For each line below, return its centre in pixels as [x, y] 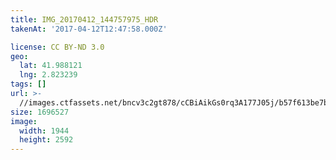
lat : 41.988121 [51, 66]
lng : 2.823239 [48, 75]
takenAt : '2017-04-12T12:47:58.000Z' [89, 29]
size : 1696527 [40, 112]
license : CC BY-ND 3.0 [57, 47]
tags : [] [28, 84]
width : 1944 [44, 131]
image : [24, 121]
